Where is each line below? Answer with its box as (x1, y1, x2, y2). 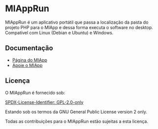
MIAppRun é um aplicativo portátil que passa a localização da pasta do (5, 19, 149, 25)
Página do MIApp (12, 57, 48, 63)
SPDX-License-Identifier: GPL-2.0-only (5, 99, 84, 105)
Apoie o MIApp (12, 62, 43, 68)
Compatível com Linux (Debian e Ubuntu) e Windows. (5, 30, 114, 35)
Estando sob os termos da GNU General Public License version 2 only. (5, 109, 147, 115)
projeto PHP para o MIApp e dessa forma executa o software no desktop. (5, 24, 153, 30)
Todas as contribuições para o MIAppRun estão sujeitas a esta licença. (5, 118, 149, 124)
